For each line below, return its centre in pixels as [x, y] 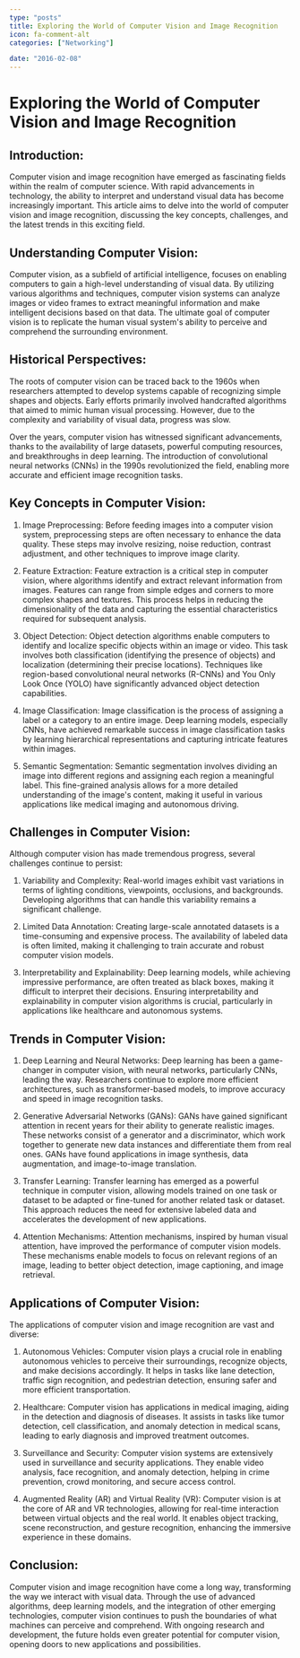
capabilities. [44, 693]
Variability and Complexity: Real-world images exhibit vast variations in [153, 881]
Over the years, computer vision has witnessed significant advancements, [146, 437]
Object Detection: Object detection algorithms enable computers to [146, 636]
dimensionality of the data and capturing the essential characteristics [150, 609]
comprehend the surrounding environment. [89, 331]
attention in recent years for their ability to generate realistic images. [148, 1126]
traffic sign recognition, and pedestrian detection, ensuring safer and [150, 1380]
